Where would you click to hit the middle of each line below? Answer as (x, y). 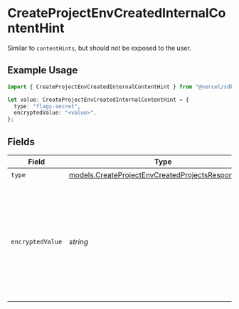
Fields (21, 141)
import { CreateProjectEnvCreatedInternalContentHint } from (100, 87)
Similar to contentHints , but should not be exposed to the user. (100, 48)
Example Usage (43, 70)
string (79, 241)
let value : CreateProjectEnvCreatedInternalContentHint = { (99, 100)
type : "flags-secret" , (47, 106)
